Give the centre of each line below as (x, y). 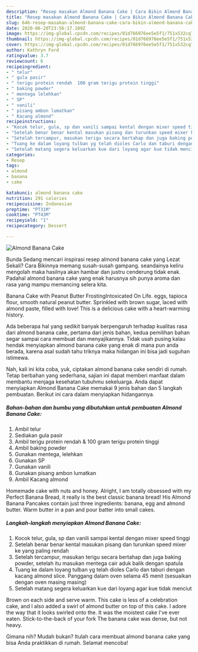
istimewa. (18, 357)
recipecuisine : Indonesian (39, 204)
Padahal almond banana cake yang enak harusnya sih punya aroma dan (93, 278)
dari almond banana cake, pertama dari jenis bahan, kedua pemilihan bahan (98, 333)
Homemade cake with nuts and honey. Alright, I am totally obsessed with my (99, 490)
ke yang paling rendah (42, 550)
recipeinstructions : (32, 122)
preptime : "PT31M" (29, 209)
